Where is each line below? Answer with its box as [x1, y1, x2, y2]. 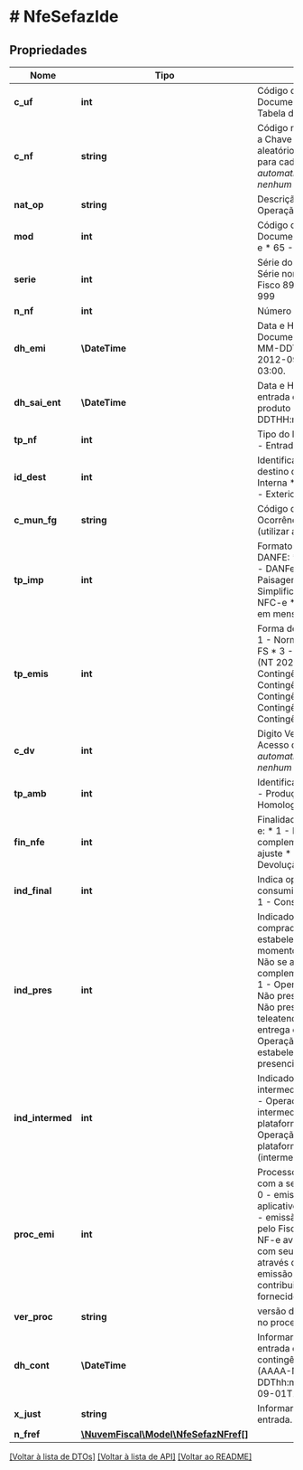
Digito [256, 728, 282, 740]
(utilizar [256, 525, 290, 537]
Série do [256, 256, 293, 269]
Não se [256, 956, 288, 968]
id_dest [14, 471, 47, 483]
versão [256, 1305, 287, 1317]
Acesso [256, 739, 289, 751]
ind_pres [14, 984, 52, 996]
